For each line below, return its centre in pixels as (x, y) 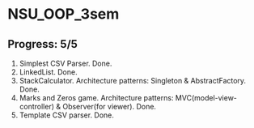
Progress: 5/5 (43, 44)
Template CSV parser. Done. (67, 115)
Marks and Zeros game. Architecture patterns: (96, 98)
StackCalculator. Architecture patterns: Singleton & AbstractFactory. (133, 81)
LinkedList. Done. (48, 72)
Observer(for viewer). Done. (110, 107)
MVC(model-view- (206, 98)
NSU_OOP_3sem (63, 14)
